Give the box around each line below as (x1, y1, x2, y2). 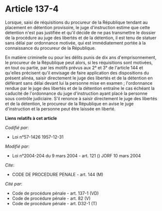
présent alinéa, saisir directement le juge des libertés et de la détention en (5, 75, 153, 81)
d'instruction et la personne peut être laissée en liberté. (5, 105, 115, 112)
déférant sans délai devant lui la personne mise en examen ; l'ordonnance (5, 80, 153, 86)
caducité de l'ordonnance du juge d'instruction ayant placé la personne (5, 90, 148, 96)
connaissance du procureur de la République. (5, 45, 96, 51)
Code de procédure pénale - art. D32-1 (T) (12, 200, 97, 206)
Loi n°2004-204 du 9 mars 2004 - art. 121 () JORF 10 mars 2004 (12, 152, 141, 158)
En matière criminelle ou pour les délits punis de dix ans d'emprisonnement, (5, 54, 157, 60)
